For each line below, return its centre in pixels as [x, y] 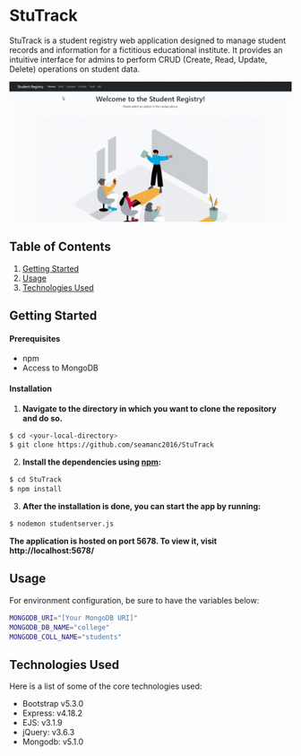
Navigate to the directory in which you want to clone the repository [149, 408]
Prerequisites [35, 338]
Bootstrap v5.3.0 [53, 704]
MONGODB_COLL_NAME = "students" [66, 637]
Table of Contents [60, 247]
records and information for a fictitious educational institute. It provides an [146, 49]
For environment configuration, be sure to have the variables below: [134, 600]
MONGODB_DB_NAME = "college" [60, 627]
